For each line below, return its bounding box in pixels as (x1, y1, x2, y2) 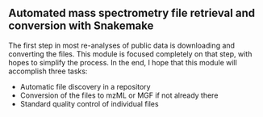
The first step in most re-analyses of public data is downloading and (8, 40, 236, 50)
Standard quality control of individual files (19, 98, 159, 108)
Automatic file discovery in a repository (19, 81, 151, 91)
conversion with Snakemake (8, 19, 154, 33)
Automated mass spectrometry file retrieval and (8, 6, 256, 20)
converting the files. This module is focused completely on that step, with (8, 48, 253, 59)
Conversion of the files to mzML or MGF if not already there (19, 90, 219, 100)
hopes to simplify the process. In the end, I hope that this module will (8, 57, 238, 67)
